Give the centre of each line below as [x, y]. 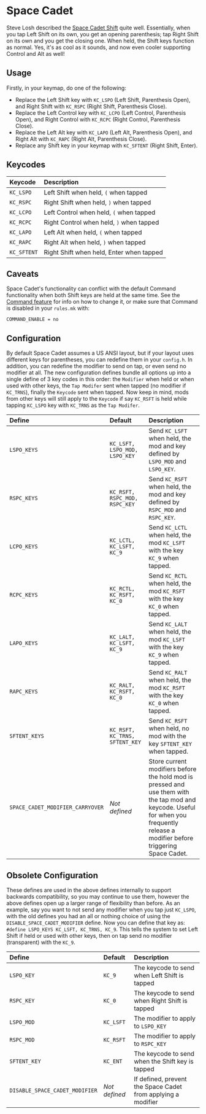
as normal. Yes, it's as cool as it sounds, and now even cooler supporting [99, 47]
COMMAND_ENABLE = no [33, 320]
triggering [163, 846]
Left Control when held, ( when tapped [100, 212]
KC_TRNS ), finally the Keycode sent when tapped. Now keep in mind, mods [97, 392]
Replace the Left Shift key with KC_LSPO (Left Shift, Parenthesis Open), [103, 99]
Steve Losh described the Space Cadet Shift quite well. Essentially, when [98, 28]
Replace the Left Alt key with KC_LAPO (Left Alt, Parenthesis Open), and [104, 132]
